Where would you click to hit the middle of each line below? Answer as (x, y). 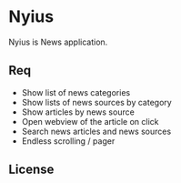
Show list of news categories (76, 92)
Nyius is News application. (58, 42)
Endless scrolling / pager (68, 141)
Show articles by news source (78, 112)
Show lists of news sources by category (96, 102)
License (31, 170)
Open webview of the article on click (90, 121)
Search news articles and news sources (96, 131)
